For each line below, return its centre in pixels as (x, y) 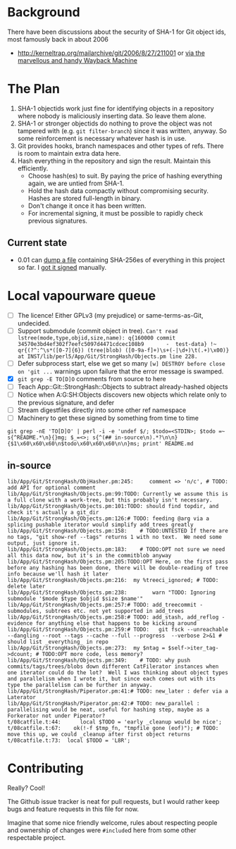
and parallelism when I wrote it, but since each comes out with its (112, 678)
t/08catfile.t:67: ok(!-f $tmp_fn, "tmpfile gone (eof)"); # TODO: (113, 728)
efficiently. (33, 168)
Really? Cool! (26, 788)
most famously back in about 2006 (58, 39)
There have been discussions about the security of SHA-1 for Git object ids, (117, 32)
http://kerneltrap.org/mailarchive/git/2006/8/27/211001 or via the (111, 53)
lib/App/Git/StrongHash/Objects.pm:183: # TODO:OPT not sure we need (116, 549)
